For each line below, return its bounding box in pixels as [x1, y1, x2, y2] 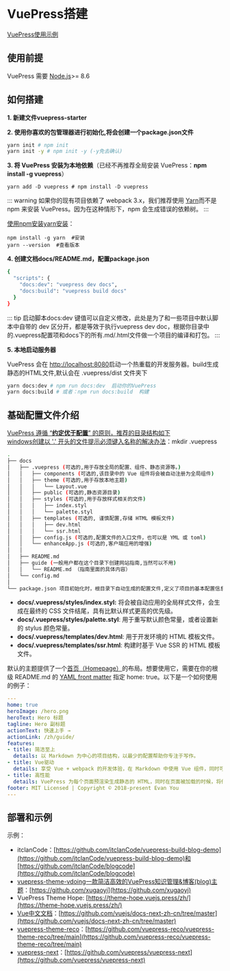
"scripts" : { [13, 275, 51, 282]
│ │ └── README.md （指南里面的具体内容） [7, 565, 131, 573]
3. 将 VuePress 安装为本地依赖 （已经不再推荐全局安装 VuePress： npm [7, 161, 207, 169]
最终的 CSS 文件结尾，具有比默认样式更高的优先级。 [29, 607, 177, 615]
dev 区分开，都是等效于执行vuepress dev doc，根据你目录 [38, 322, 204, 330]
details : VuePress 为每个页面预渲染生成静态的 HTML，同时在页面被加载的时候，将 [13, 778, 222, 785]
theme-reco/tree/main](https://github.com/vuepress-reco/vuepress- [16, 933, 211, 941]
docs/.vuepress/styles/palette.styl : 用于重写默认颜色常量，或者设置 [16, 616, 212, 624]
